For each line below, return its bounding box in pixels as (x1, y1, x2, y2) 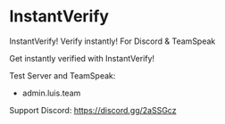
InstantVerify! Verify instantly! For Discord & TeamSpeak (9, 36, 216, 46)
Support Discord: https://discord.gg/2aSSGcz (9, 104, 177, 115)
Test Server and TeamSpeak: (9, 70, 116, 81)
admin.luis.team (21, 87, 81, 98)
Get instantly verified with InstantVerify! (9, 53, 154, 63)
